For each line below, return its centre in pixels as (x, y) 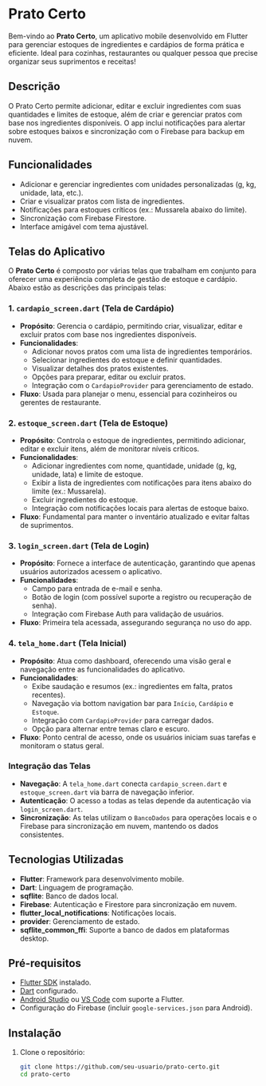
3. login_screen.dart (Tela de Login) (79, 545)
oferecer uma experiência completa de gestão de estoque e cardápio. (123, 279)
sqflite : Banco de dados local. (69, 896)
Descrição (34, 87)
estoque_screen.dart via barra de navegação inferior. (107, 792)
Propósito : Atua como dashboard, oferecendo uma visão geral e (125, 660)
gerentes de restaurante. (61, 402)
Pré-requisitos (45, 963)
